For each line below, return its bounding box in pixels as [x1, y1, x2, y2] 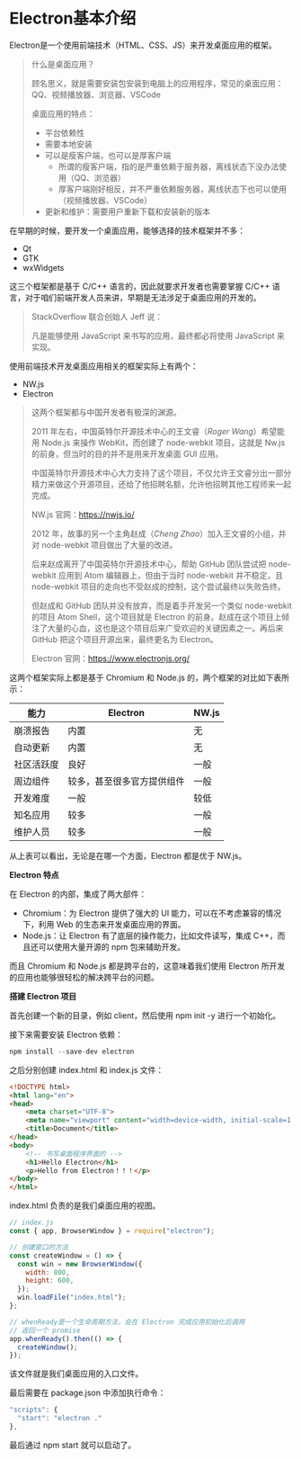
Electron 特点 [9, 869, 59, 880]
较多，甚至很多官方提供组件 [67, 774, 186, 787]
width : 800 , [25, 1267, 70, 1277]
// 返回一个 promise [9, 1326, 81, 1335]
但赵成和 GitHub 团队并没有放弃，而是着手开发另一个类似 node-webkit [31, 600, 292, 611]
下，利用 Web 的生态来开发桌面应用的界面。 [22, 918, 186, 929]
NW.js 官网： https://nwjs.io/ [31, 509, 135, 520]
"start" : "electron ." [17, 1414, 102, 1423]
